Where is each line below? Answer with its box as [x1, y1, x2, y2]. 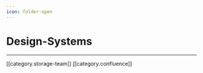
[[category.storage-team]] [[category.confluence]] [6, 60, 132, 67]
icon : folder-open [6, 8, 53, 15]
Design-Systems [6, 34, 92, 48]
